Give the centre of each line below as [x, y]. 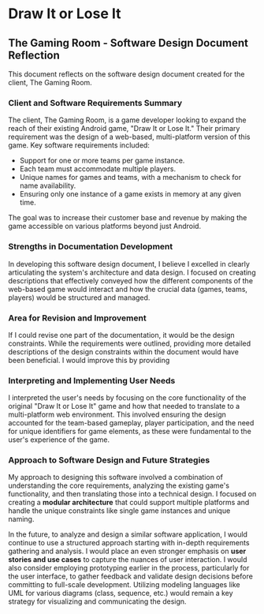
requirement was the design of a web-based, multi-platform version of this [129, 137]
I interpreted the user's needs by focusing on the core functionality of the [127, 398]
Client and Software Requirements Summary [95, 103]
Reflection [34, 55]
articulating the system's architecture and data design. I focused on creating [132, 272]
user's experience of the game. [59, 440]
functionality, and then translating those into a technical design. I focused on [132, 494]
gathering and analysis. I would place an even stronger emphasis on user [127, 551]
